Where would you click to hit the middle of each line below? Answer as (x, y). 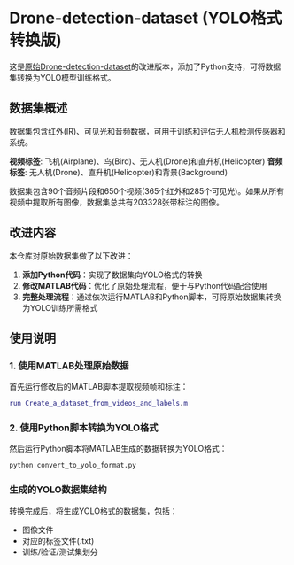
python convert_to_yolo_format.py (73, 466)
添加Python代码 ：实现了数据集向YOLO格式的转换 (112, 275)
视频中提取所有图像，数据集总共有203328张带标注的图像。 (116, 202)
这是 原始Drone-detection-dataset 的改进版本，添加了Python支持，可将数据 (145, 66)
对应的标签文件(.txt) (58, 540)
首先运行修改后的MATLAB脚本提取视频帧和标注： (99, 387)
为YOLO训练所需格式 (60, 307)
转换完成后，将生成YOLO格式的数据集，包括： (93, 511)
